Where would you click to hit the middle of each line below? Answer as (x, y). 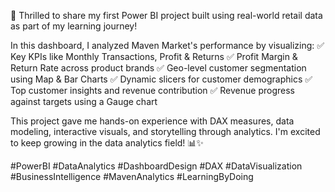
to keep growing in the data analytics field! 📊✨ (107, 143)
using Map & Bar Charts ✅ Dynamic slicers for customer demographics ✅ (161, 79)
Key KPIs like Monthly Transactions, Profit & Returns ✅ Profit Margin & (154, 56)
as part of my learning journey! (74, 26)
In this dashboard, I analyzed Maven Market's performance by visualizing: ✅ (167, 45)
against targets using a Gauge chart (84, 101)
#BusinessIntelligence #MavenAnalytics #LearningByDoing (132, 176)
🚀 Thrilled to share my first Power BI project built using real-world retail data (166, 15)
